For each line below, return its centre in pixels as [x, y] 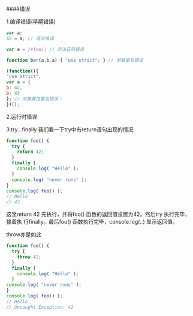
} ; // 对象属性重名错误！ [34, 99]
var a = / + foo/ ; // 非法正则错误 [45, 49]
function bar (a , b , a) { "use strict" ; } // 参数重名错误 [75, 60]
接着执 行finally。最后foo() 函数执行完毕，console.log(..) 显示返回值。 [92, 222]
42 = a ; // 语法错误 [30, 38]
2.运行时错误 [22, 116]
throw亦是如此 [24, 234]
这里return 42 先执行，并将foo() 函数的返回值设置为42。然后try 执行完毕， [98, 214]
